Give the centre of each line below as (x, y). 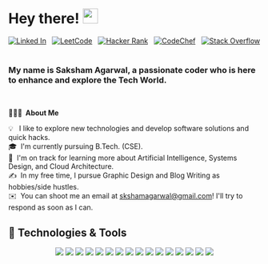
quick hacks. (29, 138)
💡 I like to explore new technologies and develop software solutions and (129, 129)
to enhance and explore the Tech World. (88, 80)
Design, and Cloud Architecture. (61, 166)
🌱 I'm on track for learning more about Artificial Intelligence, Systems (123, 158)
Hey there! (44, 19)
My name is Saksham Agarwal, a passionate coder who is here (132, 70)
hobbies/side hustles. (44, 187)
